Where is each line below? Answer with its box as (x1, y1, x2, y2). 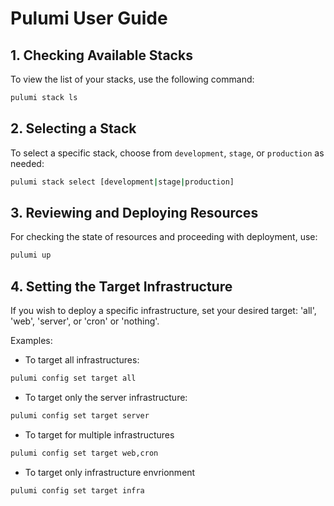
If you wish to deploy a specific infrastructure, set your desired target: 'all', (10, 305, 317, 317)
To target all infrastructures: (24, 354, 140, 366)
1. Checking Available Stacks (10, 47, 193, 64)
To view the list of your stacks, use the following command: (10, 73, 255, 85)
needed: (10, 157, 45, 169)
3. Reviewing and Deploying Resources (10, 204, 259, 221)
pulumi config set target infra (10, 485, 145, 496)
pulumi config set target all (10, 373, 137, 384)
